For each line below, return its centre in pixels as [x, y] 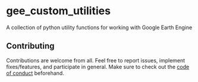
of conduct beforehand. [35, 73]
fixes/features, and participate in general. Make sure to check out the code [98, 67]
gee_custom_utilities [59, 11]
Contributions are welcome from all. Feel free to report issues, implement [96, 60]
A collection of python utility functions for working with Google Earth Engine [99, 27]
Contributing [30, 46]
